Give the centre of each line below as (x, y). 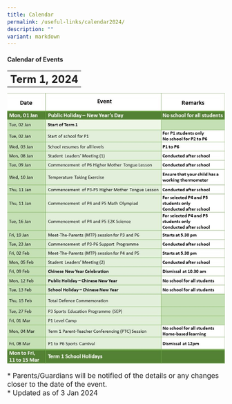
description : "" (30, 29)
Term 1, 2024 (44, 79)
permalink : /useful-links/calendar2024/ (66, 22)
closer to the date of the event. (57, 384)
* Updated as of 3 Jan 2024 (52, 392)
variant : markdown (33, 37)
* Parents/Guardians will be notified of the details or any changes (113, 375)
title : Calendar (30, 15)
